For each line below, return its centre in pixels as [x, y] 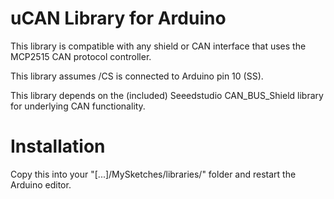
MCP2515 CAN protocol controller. [81, 56]
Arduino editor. [41, 184]
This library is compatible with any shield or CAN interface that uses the [158, 46]
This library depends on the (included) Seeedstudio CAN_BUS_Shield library [167, 95]
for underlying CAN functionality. [78, 106]
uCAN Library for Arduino [118, 18]
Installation [58, 146]
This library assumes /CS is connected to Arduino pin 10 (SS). [137, 76]
